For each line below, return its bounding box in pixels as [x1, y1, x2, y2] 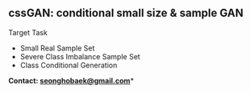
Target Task [8, 27, 48, 37]
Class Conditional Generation [19, 60, 118, 70]
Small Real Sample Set [19, 43, 95, 53]
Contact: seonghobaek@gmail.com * [8, 75, 135, 85]
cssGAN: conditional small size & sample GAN [8, 6, 244, 20]
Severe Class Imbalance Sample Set [19, 51, 140, 61]
